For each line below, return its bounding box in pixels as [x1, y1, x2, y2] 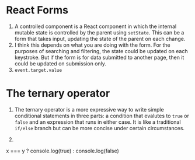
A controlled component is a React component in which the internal [14, 23, 177, 30]
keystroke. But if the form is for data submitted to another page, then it [14, 54, 184, 61]
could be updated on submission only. [14, 60, 107, 67]
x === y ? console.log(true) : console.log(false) [6, 147, 120, 154]
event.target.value [14, 67, 62, 73]
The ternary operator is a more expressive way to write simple [14, 106, 165, 113]
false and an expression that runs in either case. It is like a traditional [14, 118, 181, 126]
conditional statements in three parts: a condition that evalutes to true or [14, 112, 190, 119]
